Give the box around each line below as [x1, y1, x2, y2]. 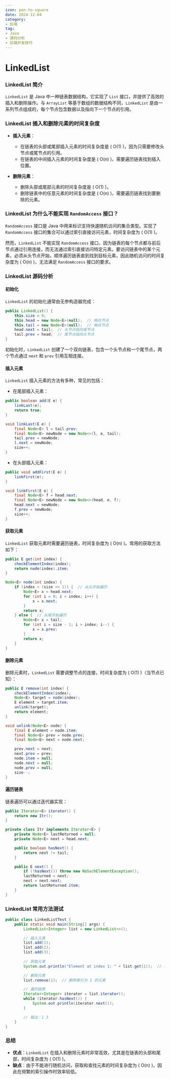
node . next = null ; [14, 760, 53, 765]
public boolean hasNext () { [14, 845, 73, 850]
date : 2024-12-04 [5, 12, 42, 17]
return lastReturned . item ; [23, 883, 80, 888]
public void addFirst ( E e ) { [5, 469, 67, 474]
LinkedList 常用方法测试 [5, 905, 64, 912]
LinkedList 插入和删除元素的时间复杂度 [5, 120, 100, 127]
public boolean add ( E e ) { [5, 398, 62, 404]
